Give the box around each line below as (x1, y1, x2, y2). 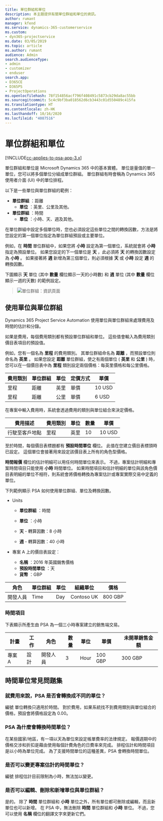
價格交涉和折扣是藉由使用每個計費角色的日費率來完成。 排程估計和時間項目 (5, 742, 155, 748)
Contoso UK (70, 593, 98, 600)
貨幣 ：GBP (19, 572, 43, 577)
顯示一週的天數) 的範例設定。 (5, 277, 64, 283)
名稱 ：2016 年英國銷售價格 (19, 559, 74, 565)
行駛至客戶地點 (7, 429, 42, 436)
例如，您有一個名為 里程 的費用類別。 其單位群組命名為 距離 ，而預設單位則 (5, 350, 156, 356)
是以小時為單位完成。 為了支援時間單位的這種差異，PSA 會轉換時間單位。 (5, 748, 152, 754)
